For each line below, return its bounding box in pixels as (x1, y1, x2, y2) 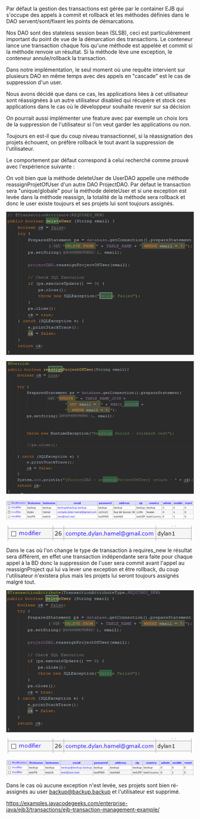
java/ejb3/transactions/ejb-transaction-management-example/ (6, 806, 160, 813)
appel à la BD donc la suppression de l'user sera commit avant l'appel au (6, 559, 185, 566)
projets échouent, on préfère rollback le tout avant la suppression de (6, 139, 174, 145)
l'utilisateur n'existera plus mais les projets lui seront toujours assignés (6, 572, 179, 579)
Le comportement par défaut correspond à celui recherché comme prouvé (6, 157, 189, 163)
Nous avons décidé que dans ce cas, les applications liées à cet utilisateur (6, 91, 189, 97)
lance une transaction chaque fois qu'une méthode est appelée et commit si (6, 42, 193, 49)
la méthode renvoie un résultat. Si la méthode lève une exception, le (6, 48, 173, 55)
